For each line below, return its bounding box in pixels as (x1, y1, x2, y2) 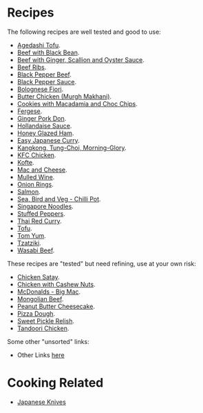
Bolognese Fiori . (17, 85, 64, 93)
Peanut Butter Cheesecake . (17, 302, 95, 310)
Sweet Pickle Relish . (17, 316, 74, 325)
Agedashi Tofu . (17, 41, 61, 49)
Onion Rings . (17, 180, 54, 188)
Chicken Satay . (17, 272, 60, 281)
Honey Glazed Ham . (17, 129, 74, 137)
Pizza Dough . (17, 309, 56, 318)
